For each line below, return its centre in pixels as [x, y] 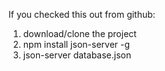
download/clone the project [79, 33]
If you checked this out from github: [82, 14]
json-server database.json [77, 55]
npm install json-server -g [76, 44]
